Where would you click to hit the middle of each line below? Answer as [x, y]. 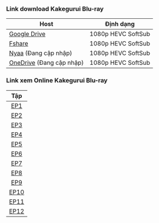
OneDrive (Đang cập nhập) [46, 63]
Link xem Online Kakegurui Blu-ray [57, 80]
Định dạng [120, 24]
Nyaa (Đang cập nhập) [41, 53]
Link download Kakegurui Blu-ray [55, 9]
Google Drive [27, 34]
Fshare [19, 44]
